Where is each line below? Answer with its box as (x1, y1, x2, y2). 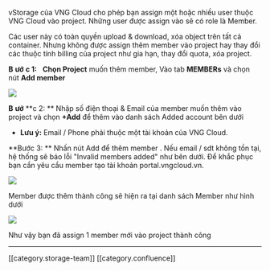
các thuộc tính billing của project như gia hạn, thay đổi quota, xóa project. (8, 49, 252, 58)
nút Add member (8, 73, 66, 82)
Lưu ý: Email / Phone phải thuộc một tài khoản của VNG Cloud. (19, 128, 228, 137)
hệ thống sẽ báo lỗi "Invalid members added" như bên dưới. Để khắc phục (8, 152, 254, 161)
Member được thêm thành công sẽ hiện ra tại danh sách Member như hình (8, 191, 255, 200)
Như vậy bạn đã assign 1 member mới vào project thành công (8, 230, 211, 240)
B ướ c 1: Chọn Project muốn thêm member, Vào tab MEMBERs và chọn (8, 64, 251, 74)
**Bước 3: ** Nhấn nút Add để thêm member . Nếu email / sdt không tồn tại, (8, 143, 262, 153)
